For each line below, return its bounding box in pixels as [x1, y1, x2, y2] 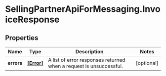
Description [75, 48, 104, 55]
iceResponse [5, 14, 60, 25]
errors [7, 60, 23, 66]
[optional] [135, 60, 159, 66]
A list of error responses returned [47, 57, 125, 63]
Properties [5, 34, 39, 42]
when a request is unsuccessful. [47, 63, 123, 70]
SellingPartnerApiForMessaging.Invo [5, 3, 161, 15]
